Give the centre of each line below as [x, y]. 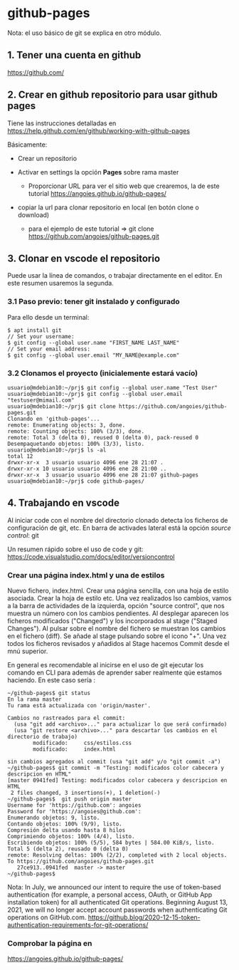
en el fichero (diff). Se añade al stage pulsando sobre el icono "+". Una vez [117, 636]
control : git [23, 535]
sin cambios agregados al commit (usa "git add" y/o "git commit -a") [114, 762]
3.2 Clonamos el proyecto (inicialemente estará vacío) [102, 373]
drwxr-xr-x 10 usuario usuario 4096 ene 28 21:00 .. [87, 469]
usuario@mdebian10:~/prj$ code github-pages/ [76, 481]
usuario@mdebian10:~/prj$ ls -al [57, 450]
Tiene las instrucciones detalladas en [62, 123]
